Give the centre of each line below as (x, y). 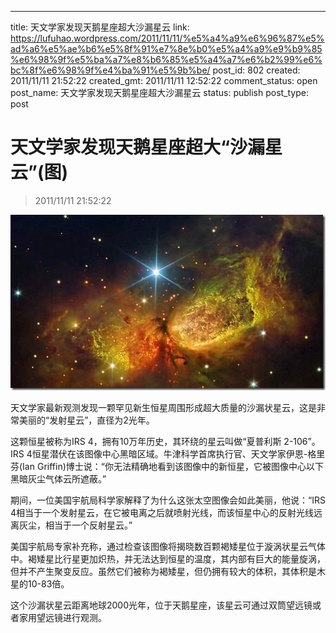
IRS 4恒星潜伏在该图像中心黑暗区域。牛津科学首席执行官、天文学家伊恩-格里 (168, 453)
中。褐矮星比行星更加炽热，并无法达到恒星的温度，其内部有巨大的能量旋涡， (168, 558)
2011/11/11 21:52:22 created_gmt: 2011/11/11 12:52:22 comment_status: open (164, 80)
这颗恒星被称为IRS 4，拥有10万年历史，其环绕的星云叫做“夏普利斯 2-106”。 (165, 441)
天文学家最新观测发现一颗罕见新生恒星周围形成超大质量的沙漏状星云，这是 (163, 407)
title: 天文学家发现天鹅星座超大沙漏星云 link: (100, 27)
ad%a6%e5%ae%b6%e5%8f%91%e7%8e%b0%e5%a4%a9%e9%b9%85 (166, 49)
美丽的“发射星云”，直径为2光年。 (86, 420)
